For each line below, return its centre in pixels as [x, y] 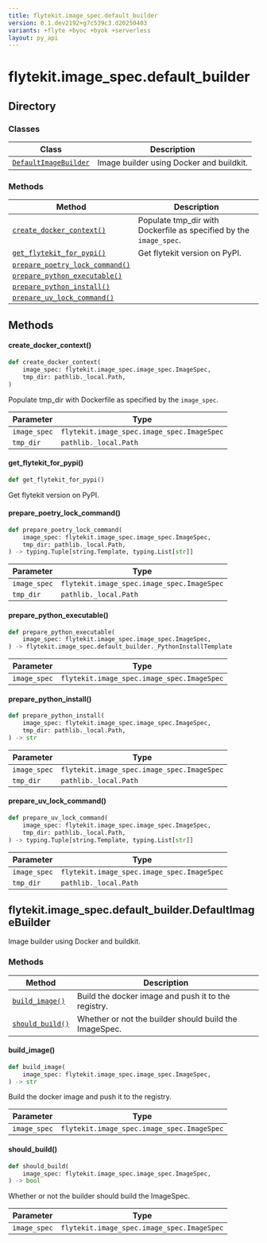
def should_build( [39, 1166]
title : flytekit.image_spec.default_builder [83, 15]
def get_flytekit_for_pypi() [56, 480]
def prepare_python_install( [56, 716]
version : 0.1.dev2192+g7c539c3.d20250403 [78, 23]
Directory [32, 106]
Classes [24, 129]
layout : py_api [33, 38]
